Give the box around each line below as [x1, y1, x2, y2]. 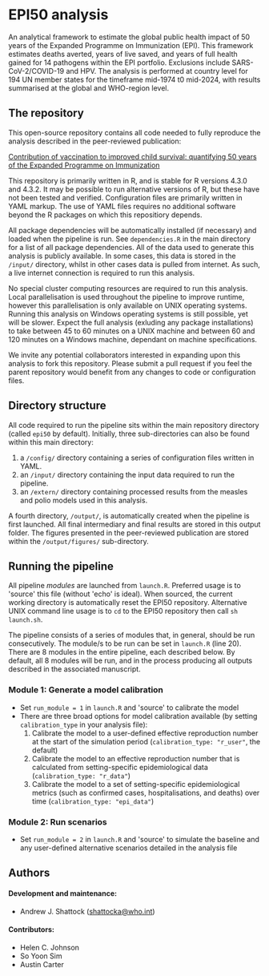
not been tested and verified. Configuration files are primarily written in [8, 192, 243, 202]
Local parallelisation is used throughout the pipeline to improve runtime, [8, 292, 245, 301]
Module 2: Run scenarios [8, 816, 108, 827]
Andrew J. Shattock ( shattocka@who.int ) [19, 906, 155, 916]
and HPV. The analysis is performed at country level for [66, 66, 248, 75]
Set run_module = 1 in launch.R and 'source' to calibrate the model [19, 703, 239, 712]
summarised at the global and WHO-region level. [8, 83, 170, 93]
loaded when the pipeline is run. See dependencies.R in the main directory [8, 234, 251, 244]
